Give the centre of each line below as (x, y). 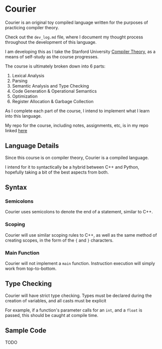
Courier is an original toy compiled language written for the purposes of (77, 22)
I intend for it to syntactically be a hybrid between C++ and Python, (72, 167)
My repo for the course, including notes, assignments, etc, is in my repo (77, 125)
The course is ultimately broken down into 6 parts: (55, 66)
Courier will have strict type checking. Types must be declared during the (78, 296)
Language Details (32, 146)
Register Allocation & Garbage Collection (53, 101)
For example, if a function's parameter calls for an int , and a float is (74, 310)
